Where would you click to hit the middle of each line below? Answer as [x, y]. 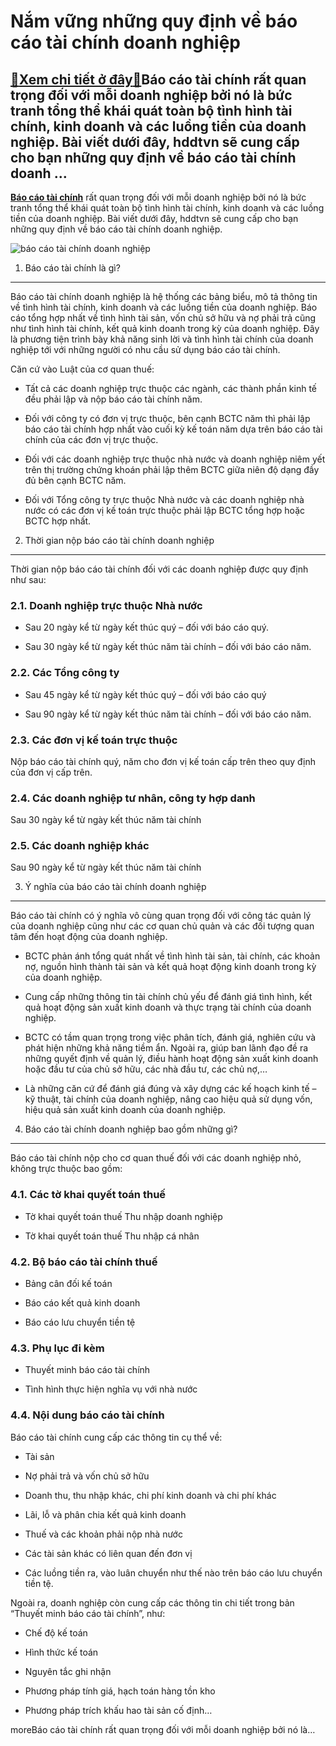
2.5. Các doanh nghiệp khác [80, 846]
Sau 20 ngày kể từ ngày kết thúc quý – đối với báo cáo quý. [147, 627]
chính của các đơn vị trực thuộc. [91, 439]
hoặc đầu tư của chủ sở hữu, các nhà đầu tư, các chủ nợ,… [146, 1069]
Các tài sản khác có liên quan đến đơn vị [108, 1553]
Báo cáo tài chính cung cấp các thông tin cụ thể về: [116, 1437]
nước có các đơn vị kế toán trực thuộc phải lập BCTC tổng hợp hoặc [165, 510]
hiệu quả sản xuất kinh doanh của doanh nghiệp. [125, 1110]
